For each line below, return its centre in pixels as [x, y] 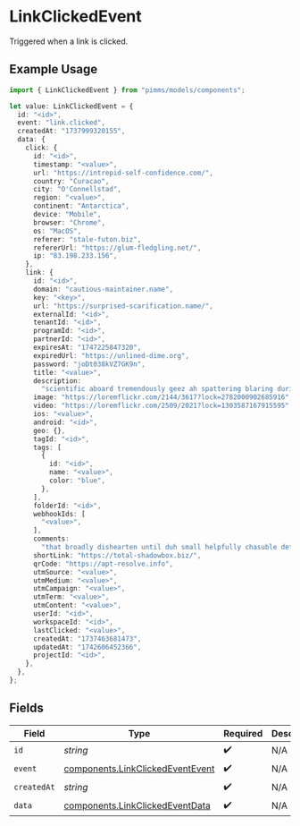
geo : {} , [49, 430]
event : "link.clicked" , [61, 123]
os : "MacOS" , [57, 231]
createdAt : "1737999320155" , [71, 132]
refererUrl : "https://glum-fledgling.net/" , [117, 248]
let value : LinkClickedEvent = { [71, 106]
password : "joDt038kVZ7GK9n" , [89, 364]
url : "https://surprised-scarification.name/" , [123, 306]
